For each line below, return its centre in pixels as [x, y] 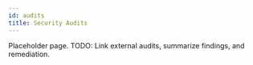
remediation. [29, 54]
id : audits [27, 15]
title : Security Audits [48, 23]
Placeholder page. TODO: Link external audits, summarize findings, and [126, 45]
